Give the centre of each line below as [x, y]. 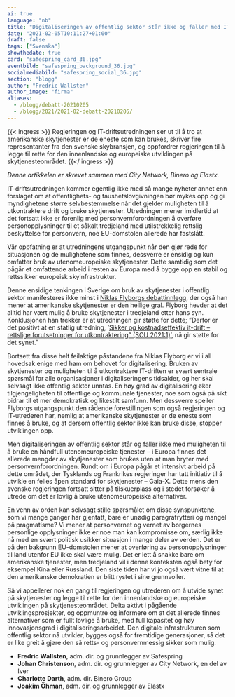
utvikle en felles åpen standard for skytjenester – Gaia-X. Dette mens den [113, 481]
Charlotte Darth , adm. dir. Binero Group [75, 678]
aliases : [20, 99]
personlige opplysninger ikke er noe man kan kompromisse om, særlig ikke [115, 532]
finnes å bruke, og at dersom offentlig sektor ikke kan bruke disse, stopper [115, 423]
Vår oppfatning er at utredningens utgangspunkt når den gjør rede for [107, 247]
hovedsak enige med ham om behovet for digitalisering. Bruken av [103, 363]
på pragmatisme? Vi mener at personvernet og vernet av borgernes [104, 525]
